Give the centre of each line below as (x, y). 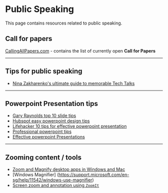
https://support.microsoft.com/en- (94, 175)
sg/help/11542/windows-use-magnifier (52, 180)
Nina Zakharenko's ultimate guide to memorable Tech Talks (73, 83)
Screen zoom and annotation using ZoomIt (56, 185)
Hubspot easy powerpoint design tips (51, 121)
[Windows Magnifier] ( (35, 175)
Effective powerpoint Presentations (48, 137)
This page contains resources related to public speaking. (64, 23)
